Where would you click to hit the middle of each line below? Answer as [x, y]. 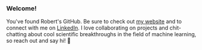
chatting [17, 34]
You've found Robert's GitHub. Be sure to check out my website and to [94, 22]
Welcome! [22, 8]
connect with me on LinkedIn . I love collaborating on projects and [87, 28]
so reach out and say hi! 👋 [39, 41]
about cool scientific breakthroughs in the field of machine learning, [112, 34]
